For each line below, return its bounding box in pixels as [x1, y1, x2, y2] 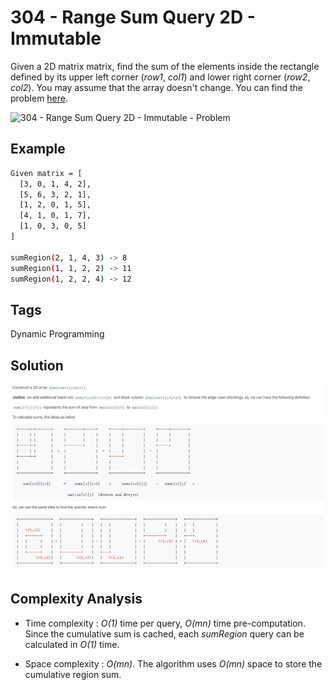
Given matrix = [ [10, 168, 83, 178]
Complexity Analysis [10, 591, 143, 608]
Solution [10, 357, 64, 374]
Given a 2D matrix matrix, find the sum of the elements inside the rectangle [10, 60, 320, 72]
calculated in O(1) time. [24, 638, 120, 650]
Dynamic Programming [10, 328, 105, 340]
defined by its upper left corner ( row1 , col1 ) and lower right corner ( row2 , [10, 71, 311, 83]
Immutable [10, 27, 102, 50]
